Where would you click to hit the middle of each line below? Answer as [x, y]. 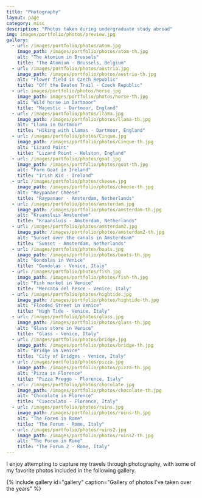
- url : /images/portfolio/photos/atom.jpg [66, 46]
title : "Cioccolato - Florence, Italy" [68, 401]
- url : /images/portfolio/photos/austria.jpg [71, 68]
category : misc [26, 23]
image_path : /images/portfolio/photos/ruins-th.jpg [84, 413]
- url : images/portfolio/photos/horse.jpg [66, 91]
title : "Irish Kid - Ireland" [56, 176]
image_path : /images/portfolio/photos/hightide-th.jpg [88, 300]
